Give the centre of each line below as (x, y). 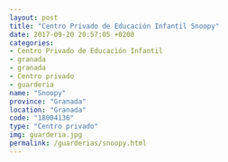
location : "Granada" (48, 110)
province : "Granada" (48, 101)
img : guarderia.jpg (46, 135)
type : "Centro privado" (54, 127)
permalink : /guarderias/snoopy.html (78, 143)
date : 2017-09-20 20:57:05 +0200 (72, 34)
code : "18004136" (42, 118)
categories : (32, 43)
